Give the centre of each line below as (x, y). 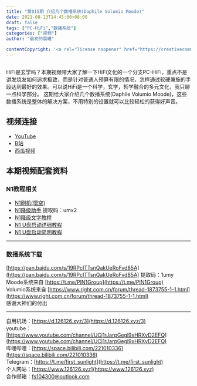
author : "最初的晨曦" (30, 39)
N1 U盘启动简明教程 (38, 232)
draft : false (22, 22)
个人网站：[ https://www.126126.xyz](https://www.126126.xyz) (80, 369)
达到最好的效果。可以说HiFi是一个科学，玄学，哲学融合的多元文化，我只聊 (101, 86)
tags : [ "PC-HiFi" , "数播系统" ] (41, 28)
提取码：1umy (157, 274)
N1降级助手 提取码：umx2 (46, 210)
